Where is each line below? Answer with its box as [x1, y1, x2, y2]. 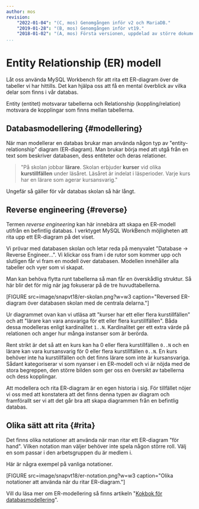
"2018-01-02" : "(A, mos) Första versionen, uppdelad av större [17, 31, 176, 37]
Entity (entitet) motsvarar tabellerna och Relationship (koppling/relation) [6, 100, 181, 108]
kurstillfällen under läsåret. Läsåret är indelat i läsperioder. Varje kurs [20, 170, 191, 177]
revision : [6, 14, 31, 20]
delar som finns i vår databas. [6, 88, 79, 96]
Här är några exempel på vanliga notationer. [6, 460, 114, 467]
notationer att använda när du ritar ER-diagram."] [6, 478, 126, 485]
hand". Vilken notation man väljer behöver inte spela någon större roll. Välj [6, 442, 187, 450]
